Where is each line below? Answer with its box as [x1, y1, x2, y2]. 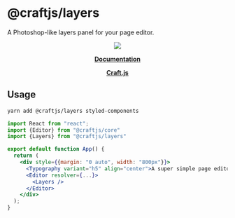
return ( [13, 152, 39, 159]
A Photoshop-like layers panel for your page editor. [7, 28, 155, 36]
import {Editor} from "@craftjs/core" [7, 126, 120, 134]
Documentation [94, 55, 141, 63]
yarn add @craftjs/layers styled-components [7, 107, 139, 114]
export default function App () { [7, 146, 105, 153]
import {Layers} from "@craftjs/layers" [7, 133, 127, 140]
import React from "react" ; [7, 120, 90, 127]
